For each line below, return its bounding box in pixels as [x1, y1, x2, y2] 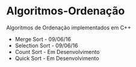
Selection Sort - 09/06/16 [14, 42, 78, 49]
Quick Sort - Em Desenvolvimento [14, 54, 99, 62]
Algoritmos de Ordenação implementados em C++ [6, 24, 131, 31]
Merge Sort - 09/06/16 [14, 35, 71, 42]
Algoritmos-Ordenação [6, 4, 125, 18]
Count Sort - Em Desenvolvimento [14, 48, 100, 55]
